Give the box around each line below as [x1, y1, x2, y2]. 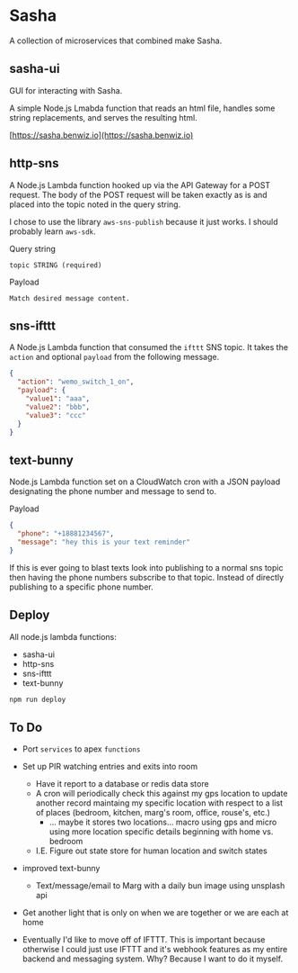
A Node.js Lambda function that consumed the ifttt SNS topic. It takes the [9, 342, 289, 353]
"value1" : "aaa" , [25, 394, 91, 403]
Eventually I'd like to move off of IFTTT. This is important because [22, 934, 266, 945]
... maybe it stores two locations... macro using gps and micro [48, 816, 277, 828]
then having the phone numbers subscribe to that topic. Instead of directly [9, 572, 285, 582]
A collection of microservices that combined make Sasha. [9, 35, 223, 46]
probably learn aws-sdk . [9, 226, 96, 237]
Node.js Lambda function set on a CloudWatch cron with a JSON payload [9, 476, 281, 487]
